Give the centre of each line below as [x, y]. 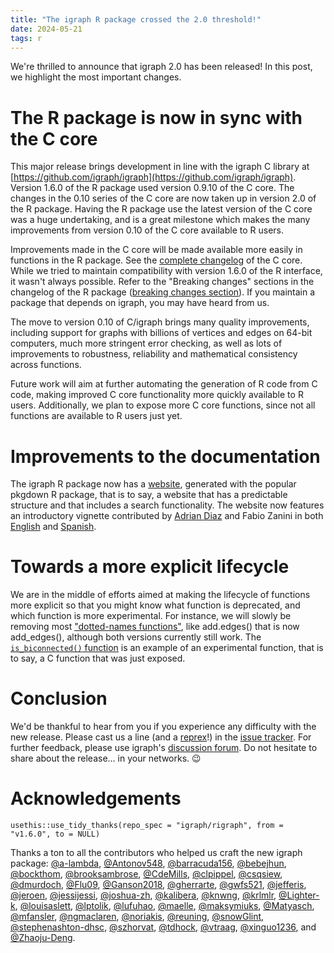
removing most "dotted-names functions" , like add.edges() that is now [155, 627]
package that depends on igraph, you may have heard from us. [140, 303]
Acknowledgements [96, 798]
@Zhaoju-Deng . [43, 938]
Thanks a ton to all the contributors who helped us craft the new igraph [156, 853]
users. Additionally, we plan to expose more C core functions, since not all [163, 405]
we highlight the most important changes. [96, 77]
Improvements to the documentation [165, 456]
